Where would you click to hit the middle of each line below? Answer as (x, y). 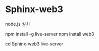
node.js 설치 (18, 24)
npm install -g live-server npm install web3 (50, 34)
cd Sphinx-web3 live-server (34, 43)
